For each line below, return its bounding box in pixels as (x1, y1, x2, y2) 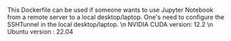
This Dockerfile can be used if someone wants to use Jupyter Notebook (7, 6, 214, 14)
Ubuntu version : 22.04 (7, 27, 74, 36)
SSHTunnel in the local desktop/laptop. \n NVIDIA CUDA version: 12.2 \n (7, 20, 214, 28)
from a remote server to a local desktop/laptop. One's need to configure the (7, 13, 225, 21)
